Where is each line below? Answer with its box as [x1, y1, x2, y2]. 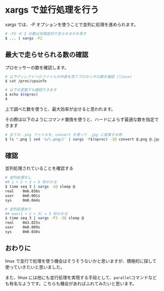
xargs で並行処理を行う [5, 4, 99, 16]
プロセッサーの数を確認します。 [5, 64, 69, 70]
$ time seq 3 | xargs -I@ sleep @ [5, 184, 76, 189]
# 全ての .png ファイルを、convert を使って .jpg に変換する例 [5, 132, 122, 137]
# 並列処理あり [5, 207, 32, 211]
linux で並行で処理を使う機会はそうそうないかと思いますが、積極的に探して [5, 258, 157, 264]
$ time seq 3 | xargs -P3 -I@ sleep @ [5, 216, 84, 221]
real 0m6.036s [5, 189, 41, 194]
